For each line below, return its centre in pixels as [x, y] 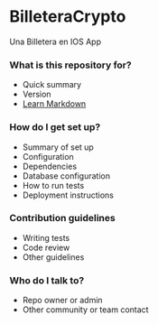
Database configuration [66, 176]
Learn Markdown [54, 104]
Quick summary [52, 85]
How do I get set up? [55, 127]
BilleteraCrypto [68, 17]
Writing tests [46, 237]
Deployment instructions [68, 195]
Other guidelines [53, 257]
